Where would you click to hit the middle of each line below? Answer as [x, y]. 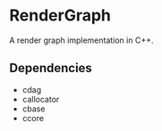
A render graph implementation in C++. [81, 40]
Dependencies [51, 68]
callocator [41, 99]
